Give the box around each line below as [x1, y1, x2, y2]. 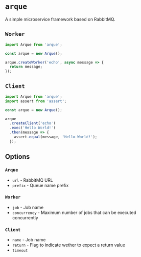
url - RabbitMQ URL [12, 177, 53, 183]
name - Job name [12, 237, 46, 243]
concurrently [12, 214, 38, 220]
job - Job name [12, 204, 44, 210]
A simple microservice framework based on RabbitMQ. [5, 16, 116, 22]
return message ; [9, 64, 43, 69]
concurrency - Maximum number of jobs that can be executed [12, 210, 137, 215]
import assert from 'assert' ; [5, 99, 67, 104]
